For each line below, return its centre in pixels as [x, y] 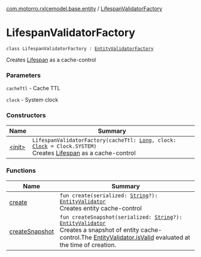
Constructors [26, 115]
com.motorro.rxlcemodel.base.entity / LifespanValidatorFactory [84, 9]
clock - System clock [32, 100]
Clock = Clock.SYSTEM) [64, 146]
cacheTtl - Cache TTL [33, 88]
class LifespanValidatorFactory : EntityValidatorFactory [80, 48]
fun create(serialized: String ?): [109, 195]
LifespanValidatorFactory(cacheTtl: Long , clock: [104, 140]
